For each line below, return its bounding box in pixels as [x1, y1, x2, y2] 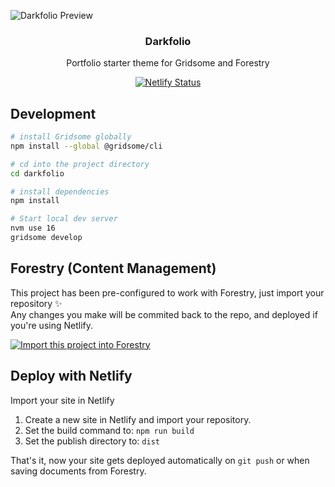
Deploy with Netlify [10, 368, 133, 385]
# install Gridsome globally [10, 132, 132, 142]
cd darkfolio [10, 168, 65, 179]
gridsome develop [10, 233, 83, 243]
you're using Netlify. [10, 319, 93, 331]
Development [10, 105, 97, 122]
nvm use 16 [10, 223, 56, 234]
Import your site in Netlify [10, 394, 115, 406]
